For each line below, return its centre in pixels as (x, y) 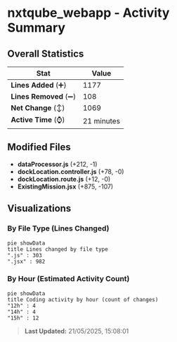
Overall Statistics (46, 54)
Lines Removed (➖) (43, 96)
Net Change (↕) (38, 108)
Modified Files (39, 148)
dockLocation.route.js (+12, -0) (64, 179)
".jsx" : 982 (26, 261)
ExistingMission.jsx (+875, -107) (65, 186)
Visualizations (39, 208)
